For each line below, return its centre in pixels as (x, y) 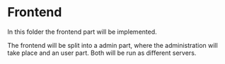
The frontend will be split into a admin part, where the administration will (112, 45)
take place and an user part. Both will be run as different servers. (102, 53)
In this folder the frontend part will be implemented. (82, 32)
